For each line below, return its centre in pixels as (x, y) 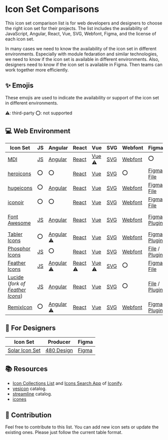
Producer (59, 342)
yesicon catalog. (29, 389)
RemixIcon (20, 307)
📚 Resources (26, 369)
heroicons (19, 173)
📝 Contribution (28, 415)
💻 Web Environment (38, 131)
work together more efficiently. (37, 70)
